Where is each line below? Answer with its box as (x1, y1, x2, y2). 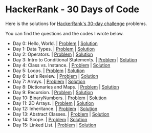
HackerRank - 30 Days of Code (5, 4, 140, 15)
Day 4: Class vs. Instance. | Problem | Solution (12, 62, 111, 68)
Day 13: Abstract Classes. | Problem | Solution (12, 111, 110, 117)
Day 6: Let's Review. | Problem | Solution (12, 73, 99, 79)
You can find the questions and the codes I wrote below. (5, 30, 124, 36)
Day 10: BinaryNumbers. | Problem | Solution (12, 95, 107, 101)
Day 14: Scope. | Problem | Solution (12, 116, 88, 122)
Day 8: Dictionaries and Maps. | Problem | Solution (12, 83, 119, 90)
